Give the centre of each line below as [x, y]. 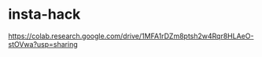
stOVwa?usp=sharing [43, 44]
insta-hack [44, 14]
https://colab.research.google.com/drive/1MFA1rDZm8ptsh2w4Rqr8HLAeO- [131, 36]
